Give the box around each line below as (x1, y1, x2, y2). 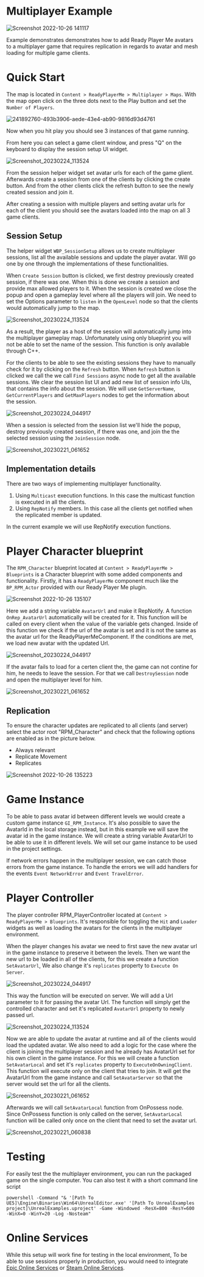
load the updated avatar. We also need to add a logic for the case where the (6, 1041, 197, 1049)
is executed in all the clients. (15, 498, 86, 505)
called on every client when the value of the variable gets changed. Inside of (6, 620, 199, 628)
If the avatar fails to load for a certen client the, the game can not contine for (6, 663, 198, 670)
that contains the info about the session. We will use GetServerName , (6, 385, 175, 392)
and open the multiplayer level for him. (6, 676, 103, 683)
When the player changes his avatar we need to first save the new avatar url (6, 943, 197, 950)
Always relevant (15, 747, 56, 754)
